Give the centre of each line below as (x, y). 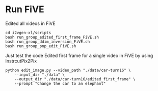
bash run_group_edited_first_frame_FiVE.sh (52, 37)
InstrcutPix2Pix (21, 61)
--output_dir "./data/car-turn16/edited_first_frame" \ (75, 79)
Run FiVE (25, 9)
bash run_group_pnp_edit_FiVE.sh (41, 46)
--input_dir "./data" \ (40, 75)
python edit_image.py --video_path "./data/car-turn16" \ (68, 70)
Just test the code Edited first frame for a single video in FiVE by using (79, 55)
